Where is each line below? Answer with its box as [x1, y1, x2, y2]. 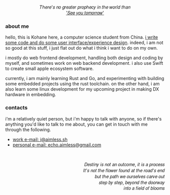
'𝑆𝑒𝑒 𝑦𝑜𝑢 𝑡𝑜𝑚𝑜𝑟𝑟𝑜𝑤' [66, 10, 104, 16]
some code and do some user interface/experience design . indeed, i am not [5, 40, 163, 46]
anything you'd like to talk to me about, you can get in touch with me [5, 121, 148, 127]
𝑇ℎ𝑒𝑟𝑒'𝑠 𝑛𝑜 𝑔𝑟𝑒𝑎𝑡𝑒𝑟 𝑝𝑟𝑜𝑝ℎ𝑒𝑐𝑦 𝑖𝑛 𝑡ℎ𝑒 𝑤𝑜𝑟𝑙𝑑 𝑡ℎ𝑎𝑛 [39, 4, 131, 10]
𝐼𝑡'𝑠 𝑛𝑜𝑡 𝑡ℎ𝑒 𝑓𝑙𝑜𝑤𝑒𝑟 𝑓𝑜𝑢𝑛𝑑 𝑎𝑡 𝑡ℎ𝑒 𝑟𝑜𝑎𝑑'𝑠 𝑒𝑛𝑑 [83, 167, 165, 173]
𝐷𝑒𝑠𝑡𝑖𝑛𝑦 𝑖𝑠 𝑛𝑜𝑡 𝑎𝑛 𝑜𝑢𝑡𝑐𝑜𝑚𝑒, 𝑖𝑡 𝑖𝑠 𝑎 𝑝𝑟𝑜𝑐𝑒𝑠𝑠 [84, 161, 165, 167]
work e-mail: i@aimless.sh [12, 136, 68, 142]
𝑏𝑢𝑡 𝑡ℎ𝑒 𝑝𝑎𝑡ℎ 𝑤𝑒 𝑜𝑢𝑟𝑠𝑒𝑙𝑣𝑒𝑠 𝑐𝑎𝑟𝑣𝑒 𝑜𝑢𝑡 [95, 173, 165, 179]
